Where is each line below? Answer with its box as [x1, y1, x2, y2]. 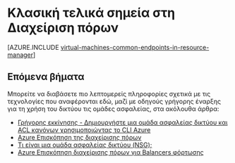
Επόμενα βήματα [7, 71, 85, 83]
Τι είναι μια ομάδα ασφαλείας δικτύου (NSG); [17, 141, 152, 149]
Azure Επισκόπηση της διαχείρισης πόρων [17, 133, 142, 141]
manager [7, 51, 34, 59]
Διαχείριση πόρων [7, 20, 119, 36]
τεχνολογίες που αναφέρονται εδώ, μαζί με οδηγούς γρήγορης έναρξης [7, 97, 221, 105]
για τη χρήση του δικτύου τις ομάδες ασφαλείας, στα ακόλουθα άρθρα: [7, 104, 219, 113]
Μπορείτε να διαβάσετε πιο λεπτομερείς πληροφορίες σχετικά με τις [7, 89, 211, 98]
